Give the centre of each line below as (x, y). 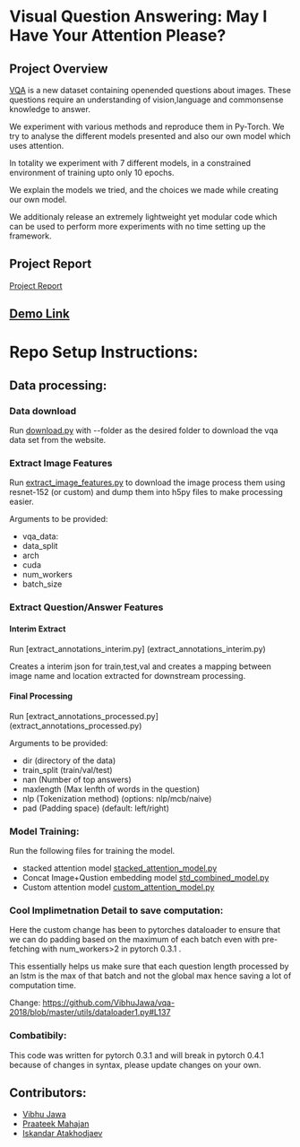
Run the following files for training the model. (92, 851)
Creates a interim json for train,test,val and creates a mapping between (140, 666)
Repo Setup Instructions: (104, 352)
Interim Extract (38, 629)
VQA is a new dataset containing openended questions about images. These (150, 90)
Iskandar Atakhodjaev (62, 1134)
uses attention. (37, 146)
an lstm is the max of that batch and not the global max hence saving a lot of (150, 976)
